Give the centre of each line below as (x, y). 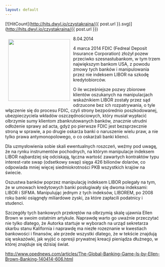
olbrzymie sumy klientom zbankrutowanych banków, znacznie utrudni (76, 121)
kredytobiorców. (90, 80)
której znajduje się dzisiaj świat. (37, 244)
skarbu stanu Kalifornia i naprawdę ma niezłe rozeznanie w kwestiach (76, 228)
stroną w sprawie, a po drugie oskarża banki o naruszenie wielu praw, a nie (82, 131)
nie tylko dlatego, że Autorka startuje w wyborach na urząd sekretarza (77, 223)
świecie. (14, 172)
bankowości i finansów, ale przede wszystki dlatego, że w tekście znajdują (81, 233)
